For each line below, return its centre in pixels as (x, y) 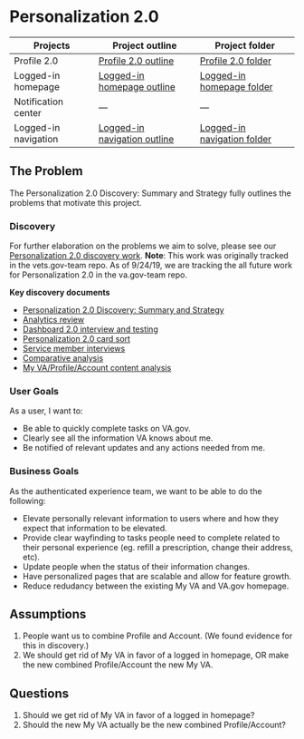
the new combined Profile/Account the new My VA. (118, 665)
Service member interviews (74, 349)
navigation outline (136, 139)
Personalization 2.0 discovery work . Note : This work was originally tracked (149, 256)
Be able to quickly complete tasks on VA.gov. (107, 429)
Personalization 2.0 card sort (76, 339)
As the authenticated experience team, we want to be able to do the (136, 491)
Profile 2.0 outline (136, 61)
